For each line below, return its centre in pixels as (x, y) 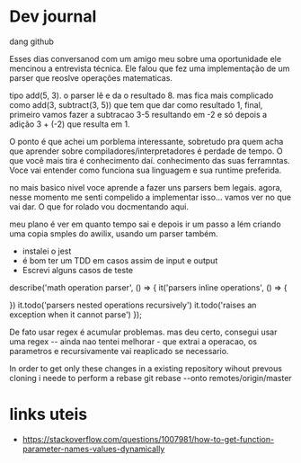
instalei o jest (47, 251)
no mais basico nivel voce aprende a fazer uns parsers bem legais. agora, (146, 187)
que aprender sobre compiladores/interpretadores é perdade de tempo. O (146, 151)
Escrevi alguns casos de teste (77, 270)
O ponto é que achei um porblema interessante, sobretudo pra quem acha (146, 141)
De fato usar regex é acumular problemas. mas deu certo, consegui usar (143, 332)
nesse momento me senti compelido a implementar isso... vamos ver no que (150, 197)
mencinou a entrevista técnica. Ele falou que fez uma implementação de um (150, 68)
